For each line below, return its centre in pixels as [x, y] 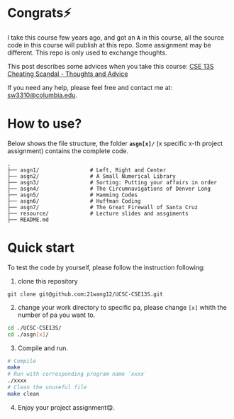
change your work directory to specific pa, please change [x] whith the [122, 307]
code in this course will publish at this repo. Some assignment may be [109, 45]
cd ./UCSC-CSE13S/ [34, 328]
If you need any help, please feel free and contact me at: [90, 87]
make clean [23, 393]
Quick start [41, 248]
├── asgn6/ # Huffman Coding [74, 201]
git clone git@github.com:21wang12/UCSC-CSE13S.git [85, 294]
